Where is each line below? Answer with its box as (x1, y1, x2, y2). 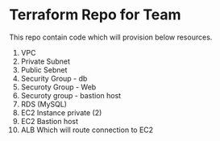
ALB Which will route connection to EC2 (20, 125, 154, 135)
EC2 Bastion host (20, 116, 79, 126)
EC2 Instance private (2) (20, 107, 102, 118)
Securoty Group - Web (20, 82, 97, 92)
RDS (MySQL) (20, 99, 68, 109)
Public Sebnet (20, 64, 68, 74)
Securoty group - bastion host (20, 90, 122, 100)
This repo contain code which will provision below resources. (9, 32, 213, 42)
